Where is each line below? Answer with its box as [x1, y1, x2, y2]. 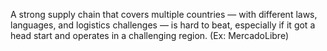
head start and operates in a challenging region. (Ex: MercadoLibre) [10, 30, 289, 41]
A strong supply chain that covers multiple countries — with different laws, [10, 9, 318, 20]
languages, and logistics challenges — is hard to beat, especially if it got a [10, 19, 316, 31]
